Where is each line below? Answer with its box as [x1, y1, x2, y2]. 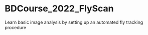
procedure [5, 24, 27, 30]
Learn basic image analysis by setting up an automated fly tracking [5, 19, 143, 25]
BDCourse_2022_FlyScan [5, 3, 114, 14]
